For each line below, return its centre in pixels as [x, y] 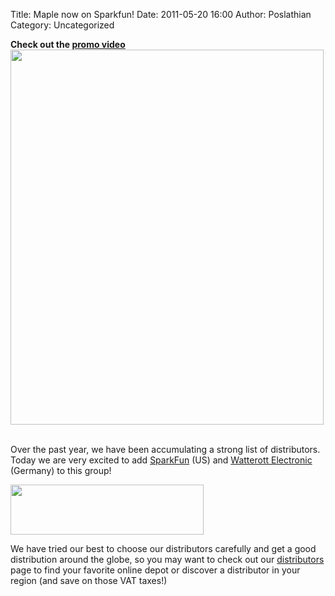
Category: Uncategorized [62, 25]
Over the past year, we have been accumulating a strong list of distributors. [165, 449]
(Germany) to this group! [61, 470]
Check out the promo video [68, 44]
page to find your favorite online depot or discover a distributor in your [155, 570]
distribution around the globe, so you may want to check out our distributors [167, 559]
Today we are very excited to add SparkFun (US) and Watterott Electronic [161, 460]
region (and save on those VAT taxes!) [89, 580]
